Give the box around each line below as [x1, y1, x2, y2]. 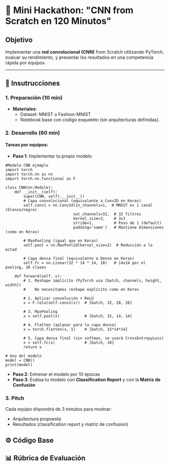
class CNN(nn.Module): [5, 185, 53, 190]
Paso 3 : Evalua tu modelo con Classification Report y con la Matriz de [12, 376, 161, 382]
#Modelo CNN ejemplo [5, 163, 49, 168]
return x [23, 344, 42, 349]
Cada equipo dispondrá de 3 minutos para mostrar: [5, 406, 112, 412]
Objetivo [5, 35, 33, 44]
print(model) [5, 362, 33, 367]
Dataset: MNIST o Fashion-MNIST [20, 111, 91, 117]
